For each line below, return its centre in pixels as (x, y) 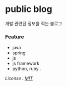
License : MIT (19, 79)
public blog (29, 9)
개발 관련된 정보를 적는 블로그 (34, 23)
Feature (15, 37)
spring (19, 53)
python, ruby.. (27, 69)
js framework (26, 64)
